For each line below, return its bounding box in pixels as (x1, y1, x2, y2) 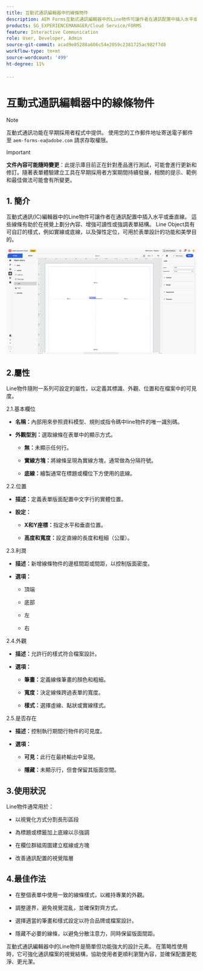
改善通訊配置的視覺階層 (14, 854, 74, 861)
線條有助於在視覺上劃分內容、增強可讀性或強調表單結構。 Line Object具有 (11, 221, 195, 228)
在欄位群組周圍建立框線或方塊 (14, 841, 89, 848)
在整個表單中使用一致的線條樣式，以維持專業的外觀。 (14, 891, 148, 898)
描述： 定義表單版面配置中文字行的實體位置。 (14, 496, 127, 503)
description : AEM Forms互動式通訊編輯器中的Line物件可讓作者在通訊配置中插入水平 (6, 16, 194, 22)
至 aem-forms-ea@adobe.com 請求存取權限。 (6, 136, 112, 144)
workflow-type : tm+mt (6, 49, 61, 55)
